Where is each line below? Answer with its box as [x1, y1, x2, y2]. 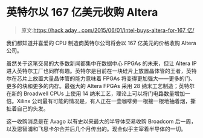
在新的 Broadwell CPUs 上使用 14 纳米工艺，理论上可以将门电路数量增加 [6, 90, 185, 97]
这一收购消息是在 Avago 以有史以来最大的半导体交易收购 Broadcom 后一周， [6, 118, 196, 125]
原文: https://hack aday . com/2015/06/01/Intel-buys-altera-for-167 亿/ [21, 27, 195, 34]
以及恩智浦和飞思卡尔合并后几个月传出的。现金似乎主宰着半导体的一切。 [6, 125, 186, 133]
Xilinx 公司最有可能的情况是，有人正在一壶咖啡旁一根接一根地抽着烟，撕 [16, 97, 196, 104]
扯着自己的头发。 [6, 105, 49, 112]
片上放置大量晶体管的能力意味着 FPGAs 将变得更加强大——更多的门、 [22, 75, 196, 82]
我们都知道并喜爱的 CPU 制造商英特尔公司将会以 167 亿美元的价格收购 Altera [6, 39, 196, 46]
